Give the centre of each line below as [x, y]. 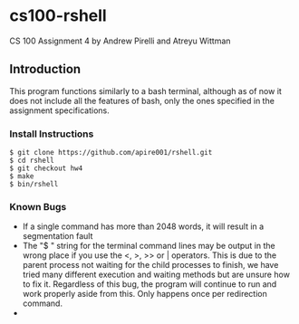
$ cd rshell [32, 161]
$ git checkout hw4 [46, 168]
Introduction [45, 69]
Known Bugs [38, 206]
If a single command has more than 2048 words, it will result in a [143, 226]
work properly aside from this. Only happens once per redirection [145, 294]
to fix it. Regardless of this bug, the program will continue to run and [149, 284]
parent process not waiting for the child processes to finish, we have [150, 265]
